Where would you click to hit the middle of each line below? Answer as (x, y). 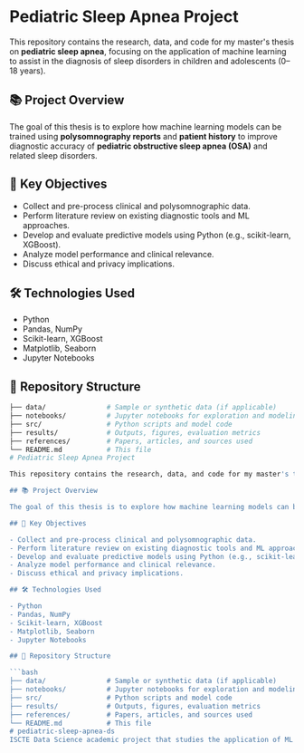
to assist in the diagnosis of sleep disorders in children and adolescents (143, 61)
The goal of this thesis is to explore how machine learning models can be (146, 126)
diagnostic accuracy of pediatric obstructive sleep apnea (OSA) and (139, 146)
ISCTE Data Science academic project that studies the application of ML (152, 740)
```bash (24, 672)
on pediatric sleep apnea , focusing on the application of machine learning (148, 51)
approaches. (46, 225)
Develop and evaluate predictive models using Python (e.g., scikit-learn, (157, 235)
